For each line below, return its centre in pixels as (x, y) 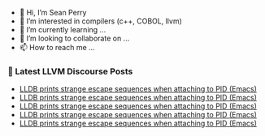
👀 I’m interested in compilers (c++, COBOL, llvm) (100, 21)
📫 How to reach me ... (57, 47)
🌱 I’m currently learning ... (63, 30)
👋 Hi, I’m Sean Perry (53, 13)
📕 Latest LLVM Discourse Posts (70, 71)
